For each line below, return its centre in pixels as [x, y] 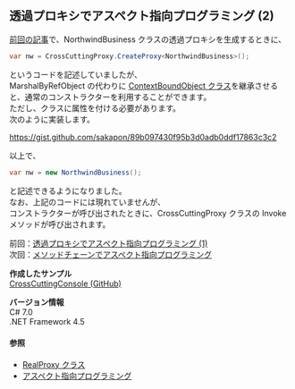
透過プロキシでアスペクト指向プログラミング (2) [142, 16]
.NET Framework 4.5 [47, 321]
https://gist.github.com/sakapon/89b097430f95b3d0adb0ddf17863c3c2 [143, 137]
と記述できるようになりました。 [68, 190]
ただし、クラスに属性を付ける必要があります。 [95, 108]
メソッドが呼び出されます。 [60, 224]
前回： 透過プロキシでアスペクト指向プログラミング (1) [109, 243]
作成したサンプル [41, 273]
